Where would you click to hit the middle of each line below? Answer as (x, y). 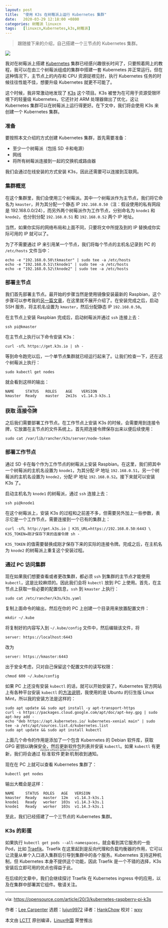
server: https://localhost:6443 (39, 637)
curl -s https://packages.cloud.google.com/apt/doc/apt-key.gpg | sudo (81, 712)
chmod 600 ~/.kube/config (32, 676)
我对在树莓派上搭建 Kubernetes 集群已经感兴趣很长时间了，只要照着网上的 (82, 64)
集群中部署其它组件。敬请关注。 (47, 885)
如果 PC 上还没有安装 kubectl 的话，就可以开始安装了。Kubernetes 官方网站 (83, 686)
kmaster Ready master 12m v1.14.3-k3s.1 (54, 798)
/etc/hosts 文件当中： (28, 250)
